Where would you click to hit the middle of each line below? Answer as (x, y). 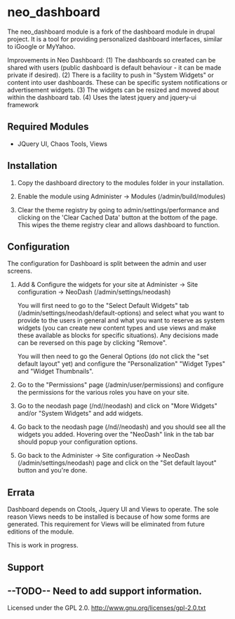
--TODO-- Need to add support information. (105, 591)
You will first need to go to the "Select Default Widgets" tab (103, 306)
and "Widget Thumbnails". (55, 372)
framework (23, 104)
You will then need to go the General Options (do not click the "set (113, 356)
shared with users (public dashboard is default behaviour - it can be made (114, 67)
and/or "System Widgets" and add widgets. (80, 414)
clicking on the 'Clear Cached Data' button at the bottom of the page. (117, 217)
